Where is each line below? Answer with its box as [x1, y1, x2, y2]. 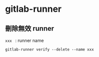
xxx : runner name [5, 38, 44, 43]
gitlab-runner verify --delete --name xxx [5, 47, 94, 52]
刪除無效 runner [5, 24, 54, 32]
